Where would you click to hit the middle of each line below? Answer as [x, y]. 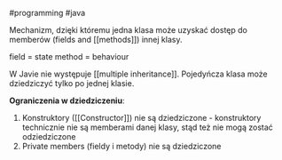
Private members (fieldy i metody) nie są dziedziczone [121, 146]
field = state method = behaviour [69, 56]
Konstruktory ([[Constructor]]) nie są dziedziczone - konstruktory [141, 118]
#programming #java [47, 13]
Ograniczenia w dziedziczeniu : [67, 100]
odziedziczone [49, 136]
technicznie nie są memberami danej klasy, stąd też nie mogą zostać [147, 127]
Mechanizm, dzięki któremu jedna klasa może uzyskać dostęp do [129, 30]
